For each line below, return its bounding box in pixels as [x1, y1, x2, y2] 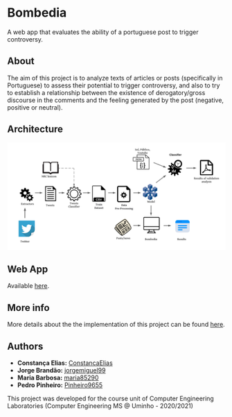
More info [7, 302, 50, 314]
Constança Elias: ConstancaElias [17, 359, 113, 367]
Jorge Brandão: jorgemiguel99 [17, 366, 106, 375]
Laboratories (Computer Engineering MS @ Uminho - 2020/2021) [7, 402, 194, 410]
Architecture [7, 124, 64, 135]
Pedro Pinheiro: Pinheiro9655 [17, 381, 103, 389]
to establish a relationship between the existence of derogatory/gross [7, 88, 206, 96]
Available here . [7, 282, 50, 290]
